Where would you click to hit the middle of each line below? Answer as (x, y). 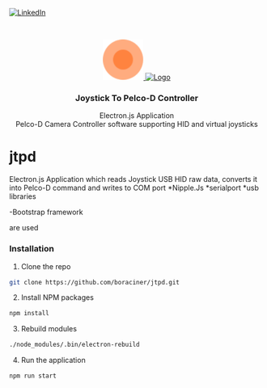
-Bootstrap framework (46, 212)
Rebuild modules (49, 329)
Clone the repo (46, 266)
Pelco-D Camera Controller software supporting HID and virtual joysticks (137, 124)
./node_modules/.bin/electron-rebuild (74, 345)
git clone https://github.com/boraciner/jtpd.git (95, 282)
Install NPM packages (57, 297)
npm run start (33, 376)
